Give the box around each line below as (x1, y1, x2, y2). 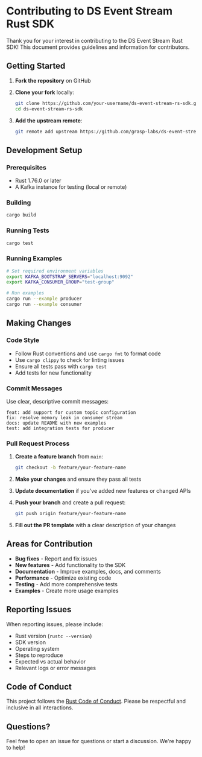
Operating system (14, 645, 60, 652)
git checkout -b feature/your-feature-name (14, 464, 127, 471)
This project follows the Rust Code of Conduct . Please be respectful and (6, 698, 186, 705)
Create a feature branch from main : (14, 453, 104, 460)
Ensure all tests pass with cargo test (14, 363, 107, 370)
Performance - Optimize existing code (14, 574, 112, 581)
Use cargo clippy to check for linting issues (14, 356, 125, 363)
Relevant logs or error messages (14, 664, 96, 671)
